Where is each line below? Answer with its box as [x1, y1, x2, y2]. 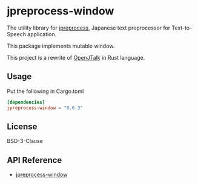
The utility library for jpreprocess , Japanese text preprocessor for [7, 24, 171, 31]
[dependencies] [7, 99, 45, 105]
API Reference [7, 155, 62, 165]
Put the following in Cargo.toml [7, 87, 84, 95]
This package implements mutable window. [7, 42, 115, 49]
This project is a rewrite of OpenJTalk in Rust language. [7, 54, 145, 61]
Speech [7, 30, 27, 37]
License [7, 121, 38, 132]
